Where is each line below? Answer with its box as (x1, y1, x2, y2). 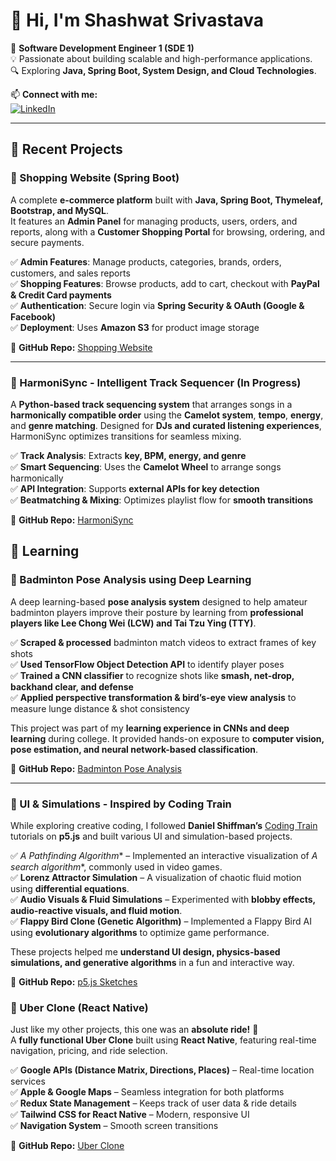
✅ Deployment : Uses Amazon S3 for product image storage (10, 321, 260, 333)
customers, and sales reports (10, 267, 131, 279)
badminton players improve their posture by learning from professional (10, 606, 304, 618)
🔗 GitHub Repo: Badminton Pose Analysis (10, 762, 182, 774)
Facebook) (10, 310, 57, 323)
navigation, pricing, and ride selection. (10, 1045, 168, 1057)
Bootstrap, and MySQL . (10, 204, 110, 216)
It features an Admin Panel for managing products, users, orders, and (10, 215, 298, 227)
